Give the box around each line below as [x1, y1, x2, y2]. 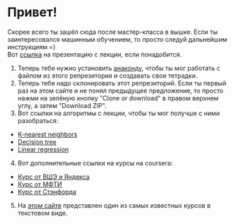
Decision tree [17, 137, 57, 146]
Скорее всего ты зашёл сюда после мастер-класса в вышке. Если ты [7, 28, 218, 36]
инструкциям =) [7, 42, 56, 51]
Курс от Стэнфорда [17, 187, 76, 196]
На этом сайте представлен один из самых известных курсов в [17, 201, 211, 209]
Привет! [7, 4, 58, 20]
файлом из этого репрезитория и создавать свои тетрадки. [17, 71, 198, 80]
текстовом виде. [17, 208, 68, 217]
